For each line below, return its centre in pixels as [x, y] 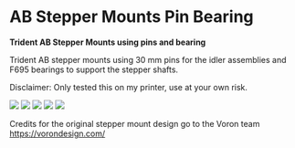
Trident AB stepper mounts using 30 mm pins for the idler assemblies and [148, 59]
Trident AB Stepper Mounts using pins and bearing [108, 42]
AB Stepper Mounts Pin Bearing [132, 17]
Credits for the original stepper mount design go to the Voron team [135, 123]
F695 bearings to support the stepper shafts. [94, 69]
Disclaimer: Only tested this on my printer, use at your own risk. [129, 87]
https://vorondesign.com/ [58, 133]
